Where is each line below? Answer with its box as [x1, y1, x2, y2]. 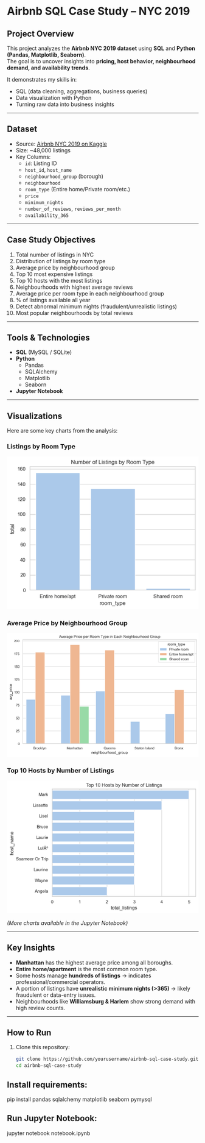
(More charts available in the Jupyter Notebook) [7, 919, 128, 927]
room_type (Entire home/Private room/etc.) [24, 185, 130, 193]
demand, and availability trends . [7, 64, 90, 71]
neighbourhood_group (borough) [24, 172, 104, 180]
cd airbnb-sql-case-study [15, 1063, 82, 1069]
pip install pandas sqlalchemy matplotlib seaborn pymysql [7, 1095, 152, 1103]
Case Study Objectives [7, 235, 96, 245]
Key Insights [7, 943, 55, 953]
